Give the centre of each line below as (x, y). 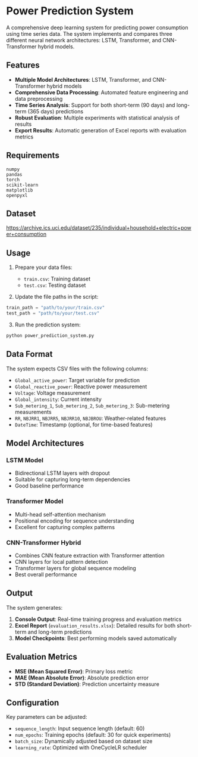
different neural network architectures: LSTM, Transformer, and (84, 40)
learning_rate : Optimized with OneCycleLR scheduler (81, 747)
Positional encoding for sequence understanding (75, 521)
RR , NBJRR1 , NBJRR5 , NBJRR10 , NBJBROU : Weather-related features (90, 418)
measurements (33, 412)
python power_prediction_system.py (50, 335)
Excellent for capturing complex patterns (65, 527)
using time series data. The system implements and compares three (89, 33)
